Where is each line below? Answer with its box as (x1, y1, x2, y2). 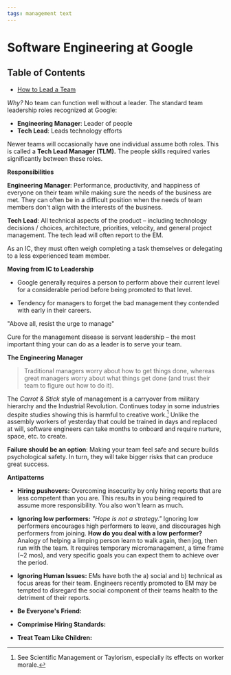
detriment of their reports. (16, 594, 91, 602)
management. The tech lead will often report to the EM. (7, 231, 164, 239)
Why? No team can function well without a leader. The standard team (7, 98, 203, 107)
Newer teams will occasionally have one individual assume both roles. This (7, 140, 219, 148)
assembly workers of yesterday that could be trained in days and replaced (7, 417, 218, 426)
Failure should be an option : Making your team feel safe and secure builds (7, 445, 219, 454)
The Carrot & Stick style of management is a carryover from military (7, 395, 199, 403)
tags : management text (7, 10, 72, 17)
